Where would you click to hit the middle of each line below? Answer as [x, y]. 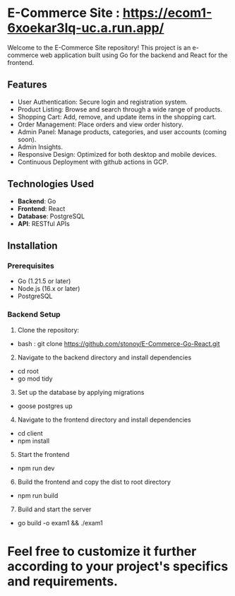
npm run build [38, 495]
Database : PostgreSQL [51, 216]
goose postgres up [45, 406]
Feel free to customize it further [102, 551]
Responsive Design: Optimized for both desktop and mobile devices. [117, 154]
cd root [28, 371]
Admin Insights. [40, 147]
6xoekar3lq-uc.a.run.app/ [86, 28]
